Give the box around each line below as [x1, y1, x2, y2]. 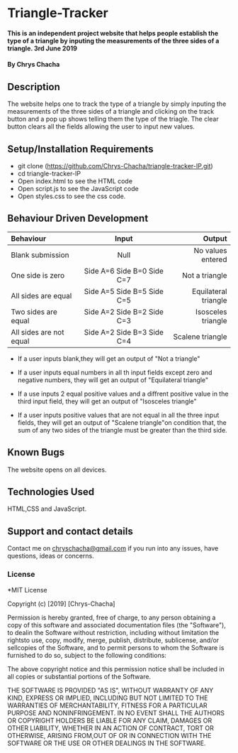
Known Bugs [7, 446, 65, 459]
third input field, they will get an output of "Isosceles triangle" [17, 396, 197, 406]
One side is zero [11, 270, 65, 280]
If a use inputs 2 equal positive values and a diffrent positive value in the [17, 389, 229, 398]
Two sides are [11, 307, 58, 317]
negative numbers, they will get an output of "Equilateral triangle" [17, 375, 209, 384]
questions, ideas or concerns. [7, 552, 94, 560]
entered [200, 254, 227, 264]
